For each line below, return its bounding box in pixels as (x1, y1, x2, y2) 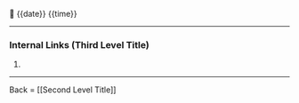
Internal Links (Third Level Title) (9, 38, 149, 51)
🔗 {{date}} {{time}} (9, 9, 77, 19)
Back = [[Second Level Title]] (9, 84, 117, 95)
